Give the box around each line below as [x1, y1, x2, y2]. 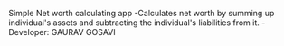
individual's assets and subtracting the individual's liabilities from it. [8, 17, 260, 28]
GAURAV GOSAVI [51, 27, 117, 37]
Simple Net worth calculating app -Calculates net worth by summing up [8, 8, 275, 18]
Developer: [8, 27, 50, 37]
